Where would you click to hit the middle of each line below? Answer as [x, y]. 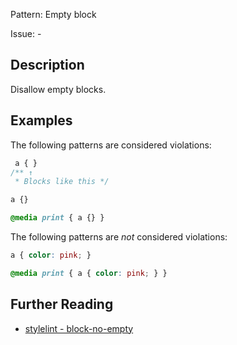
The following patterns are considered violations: [111, 145]
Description [47, 65]
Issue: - [26, 33]
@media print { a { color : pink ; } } [89, 273]
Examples [41, 120]
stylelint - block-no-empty [79, 328]
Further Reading [62, 304]
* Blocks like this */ [62, 182]
